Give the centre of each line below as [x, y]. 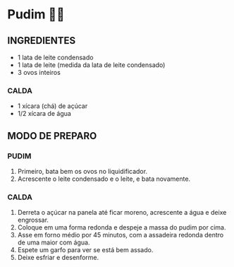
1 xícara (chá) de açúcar [53, 106]
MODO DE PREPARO [52, 136]
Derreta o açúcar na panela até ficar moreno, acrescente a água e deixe [122, 213]
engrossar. [33, 220]
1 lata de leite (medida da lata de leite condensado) [91, 65]
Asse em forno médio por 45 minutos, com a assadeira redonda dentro [121, 235]
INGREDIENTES [42, 41]
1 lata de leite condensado [55, 57]
